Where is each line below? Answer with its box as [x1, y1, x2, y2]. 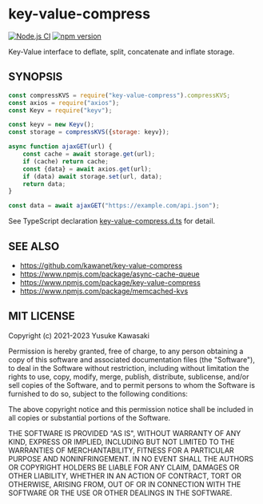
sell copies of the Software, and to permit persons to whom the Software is [8, 380, 256, 389]
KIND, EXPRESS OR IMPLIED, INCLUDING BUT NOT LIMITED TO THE [8, 437, 235, 446]
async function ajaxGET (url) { [8, 143, 113, 151]
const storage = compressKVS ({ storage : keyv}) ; [8, 128, 170, 136]
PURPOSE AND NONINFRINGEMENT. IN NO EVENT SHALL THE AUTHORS [8, 454, 254, 463]
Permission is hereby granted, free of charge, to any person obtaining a [8, 346, 244, 356]
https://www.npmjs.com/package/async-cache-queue [19, 269, 200, 279]
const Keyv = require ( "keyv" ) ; [8, 106, 113, 115]
